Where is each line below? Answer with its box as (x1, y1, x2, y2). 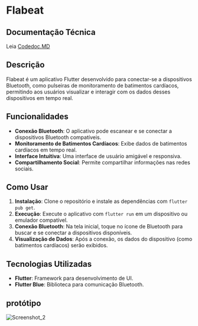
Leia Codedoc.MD (6, 43, 50, 50)
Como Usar (6, 182, 48, 192)
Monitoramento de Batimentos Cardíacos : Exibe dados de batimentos (14, 140, 187, 147)
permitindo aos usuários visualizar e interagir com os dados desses (6, 88, 171, 95)
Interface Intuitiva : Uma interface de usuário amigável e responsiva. (14, 152, 182, 160)
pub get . (14, 204, 35, 211)
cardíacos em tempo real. (14, 146, 77, 153)
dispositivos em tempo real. (6, 94, 74, 101)
